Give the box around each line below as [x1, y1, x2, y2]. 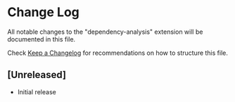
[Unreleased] [7, 69, 67, 81]
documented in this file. [7, 34, 76, 43]
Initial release [17, 87, 56, 96]
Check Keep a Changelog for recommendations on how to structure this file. [7, 49, 229, 57]
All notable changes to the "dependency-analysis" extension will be [7, 27, 203, 36]
